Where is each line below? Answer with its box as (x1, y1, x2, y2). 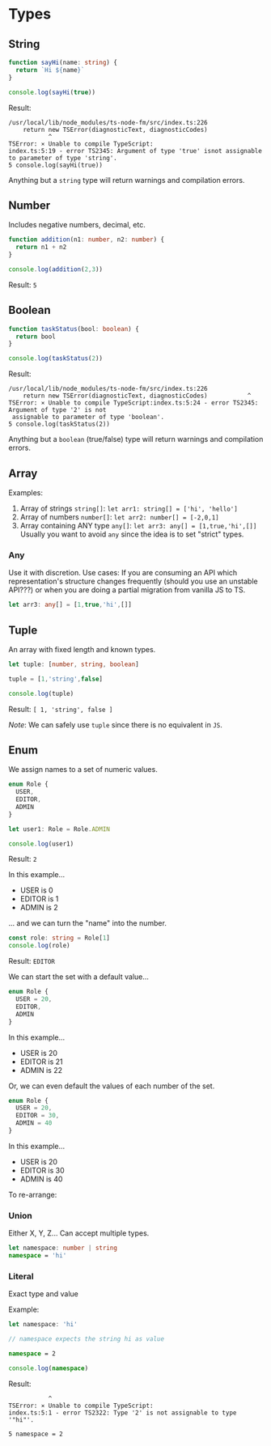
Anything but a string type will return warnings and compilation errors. (8, 175, 245, 184)
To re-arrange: (8, 1189, 57, 1199)
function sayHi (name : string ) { (8, 58, 117, 66)
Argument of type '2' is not (8, 406, 107, 414)
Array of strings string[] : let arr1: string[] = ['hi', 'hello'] (19, 503, 239, 513)
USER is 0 (19, 885, 54, 895)
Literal (8, 1270, 34, 1282)
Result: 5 (8, 280, 37, 290)
